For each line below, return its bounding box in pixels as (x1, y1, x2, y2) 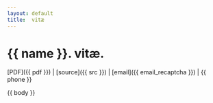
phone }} (7, 76, 32, 84)
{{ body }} (7, 89, 36, 97)
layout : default (7, 10, 53, 17)
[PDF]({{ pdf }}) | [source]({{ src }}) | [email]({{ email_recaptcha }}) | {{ (7, 68, 207, 76)
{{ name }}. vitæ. (7, 46, 105, 61)
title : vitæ (7, 16, 45, 23)
